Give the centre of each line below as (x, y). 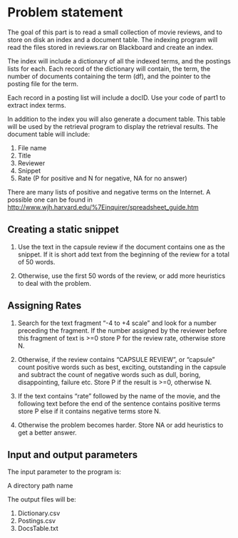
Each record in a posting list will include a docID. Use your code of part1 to (117, 98)
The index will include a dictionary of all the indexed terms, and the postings (119, 61)
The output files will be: (42, 500)
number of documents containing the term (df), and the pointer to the (109, 76)
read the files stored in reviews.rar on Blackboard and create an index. (110, 47)
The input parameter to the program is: (64, 472)
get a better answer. (47, 433)
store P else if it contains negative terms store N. (89, 411)
